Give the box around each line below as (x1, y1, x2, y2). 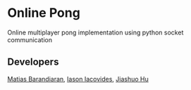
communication (7, 35, 53, 44)
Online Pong (7, 5, 81, 21)
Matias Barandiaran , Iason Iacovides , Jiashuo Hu (7, 75, 149, 83)
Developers (7, 56, 59, 68)
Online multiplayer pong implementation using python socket (7, 28, 184, 37)
